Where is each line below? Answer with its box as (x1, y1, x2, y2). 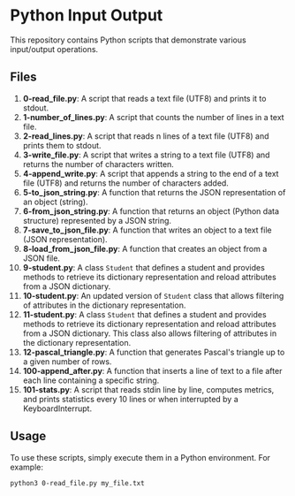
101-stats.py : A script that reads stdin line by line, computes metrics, (22, 384, 275, 394)
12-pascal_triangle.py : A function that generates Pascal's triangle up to (22, 347, 285, 357)
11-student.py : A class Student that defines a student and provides (22, 309, 268, 319)
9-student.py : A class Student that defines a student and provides (22, 262, 266, 272)
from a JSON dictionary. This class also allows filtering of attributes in (22, 328, 277, 339)
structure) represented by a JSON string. (22, 215, 171, 225)
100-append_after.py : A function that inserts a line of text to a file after (22, 365, 283, 376)
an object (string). (22, 196, 88, 207)
